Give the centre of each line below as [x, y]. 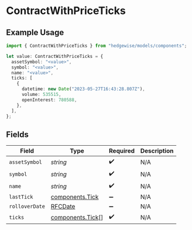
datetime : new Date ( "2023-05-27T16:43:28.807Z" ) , [83, 89]
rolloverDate [27, 207]
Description [157, 151]
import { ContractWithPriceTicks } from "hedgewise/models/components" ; [97, 46]
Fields [18, 134]
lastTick [21, 197]
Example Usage [35, 32]
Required [122, 151]
